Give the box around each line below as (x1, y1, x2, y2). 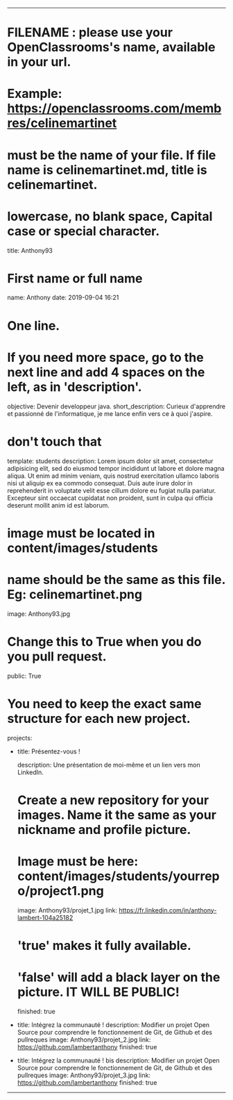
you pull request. (7, 649, 107, 664)
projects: (7, 733, 33, 742)
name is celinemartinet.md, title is (7, 162, 207, 178)
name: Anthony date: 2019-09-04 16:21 (7, 293, 119, 302)
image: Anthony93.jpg (7, 609, 71, 618)
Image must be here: (17, 853, 139, 869)
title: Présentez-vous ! (17, 747, 81, 756)
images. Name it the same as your (17, 807, 217, 823)
